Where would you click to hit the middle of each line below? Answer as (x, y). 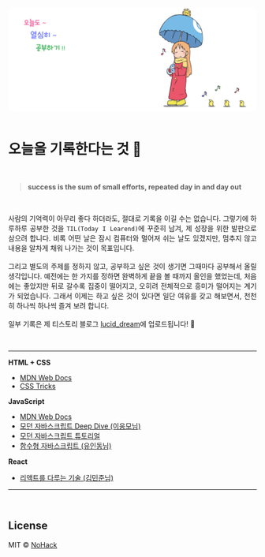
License (28, 526)
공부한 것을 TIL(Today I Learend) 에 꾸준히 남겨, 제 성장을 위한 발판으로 (143, 229)
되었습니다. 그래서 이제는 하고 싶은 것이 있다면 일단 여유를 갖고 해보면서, (129, 296)
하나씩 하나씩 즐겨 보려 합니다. (63, 306)
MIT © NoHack (33, 544)
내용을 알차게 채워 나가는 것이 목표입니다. (71, 249)
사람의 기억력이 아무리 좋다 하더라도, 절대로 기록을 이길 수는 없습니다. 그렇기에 (129, 219)
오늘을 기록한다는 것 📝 (75, 150)
